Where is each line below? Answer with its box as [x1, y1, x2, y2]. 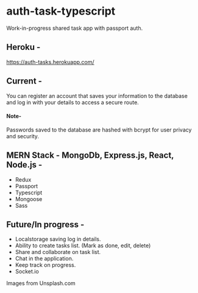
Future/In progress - [6, 219, 85, 230]
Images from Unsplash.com [6, 280, 76, 287]
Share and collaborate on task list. [15, 249, 101, 256]
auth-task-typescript [6, 4, 116, 18]
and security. [6, 132, 40, 139]
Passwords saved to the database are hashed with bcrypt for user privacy [6, 126, 192, 133]
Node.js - [6, 160, 43, 170]
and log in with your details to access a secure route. [6, 99, 139, 106]
